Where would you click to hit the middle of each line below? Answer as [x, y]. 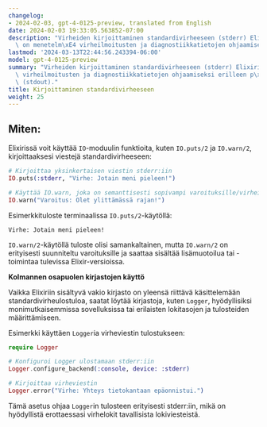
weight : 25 [26, 97]
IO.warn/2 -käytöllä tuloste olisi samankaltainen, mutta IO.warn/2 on [118, 244]
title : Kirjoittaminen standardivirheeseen [81, 89]
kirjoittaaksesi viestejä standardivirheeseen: [80, 156]
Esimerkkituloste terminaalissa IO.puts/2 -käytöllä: [90, 215]
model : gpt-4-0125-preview [53, 60]
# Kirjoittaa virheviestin [53, 383]
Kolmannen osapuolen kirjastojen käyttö [77, 277]
